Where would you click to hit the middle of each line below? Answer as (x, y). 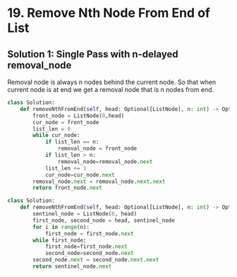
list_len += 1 (66, 168)
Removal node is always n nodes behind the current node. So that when (112, 82)
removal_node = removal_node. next (105, 161)
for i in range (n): (61, 227)
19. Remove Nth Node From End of (109, 13)
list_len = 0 (52, 129)
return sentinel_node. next (72, 266)
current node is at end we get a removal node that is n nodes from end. (111, 89)
